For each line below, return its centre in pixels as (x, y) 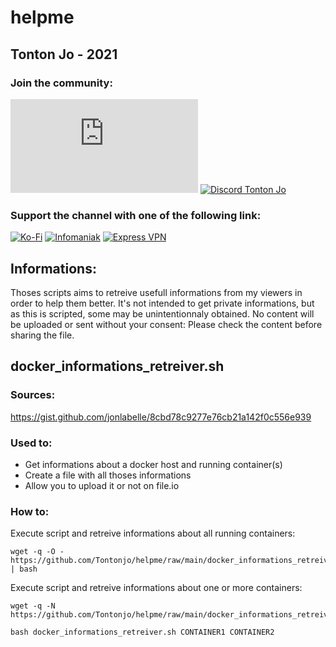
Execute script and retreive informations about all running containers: (153, 533)
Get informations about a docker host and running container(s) (153, 464)
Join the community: (61, 83)
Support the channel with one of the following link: (136, 215)
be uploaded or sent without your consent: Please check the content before (166, 324)
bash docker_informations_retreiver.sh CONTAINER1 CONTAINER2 (142, 632)
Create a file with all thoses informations (108, 475)
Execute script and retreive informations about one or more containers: (156, 588)
